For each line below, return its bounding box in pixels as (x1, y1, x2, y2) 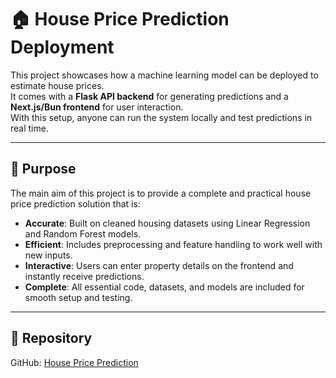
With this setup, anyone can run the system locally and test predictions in (10, 111, 313, 123)
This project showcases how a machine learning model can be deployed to (10, 69, 319, 81)
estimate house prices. (10, 79, 105, 91)
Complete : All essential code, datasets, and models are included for (24, 281, 305, 293)
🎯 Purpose (10, 161, 77, 178)
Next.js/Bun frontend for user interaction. (10, 101, 184, 113)
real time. (10, 122, 49, 134)
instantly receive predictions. (24, 270, 145, 282)
